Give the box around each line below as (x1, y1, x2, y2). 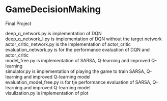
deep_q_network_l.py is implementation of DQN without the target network (5, 36, 162, 42)
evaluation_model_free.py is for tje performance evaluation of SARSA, (5, 79, 152, 85)
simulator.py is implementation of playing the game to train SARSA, (5, 68, 146, 74)
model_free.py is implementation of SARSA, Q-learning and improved (5, 57, 150, 63)
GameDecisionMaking (5, 4, 101, 15)
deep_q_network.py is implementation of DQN (5, 30, 102, 36)
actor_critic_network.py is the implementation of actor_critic (5, 41, 131, 47)
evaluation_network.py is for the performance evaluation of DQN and (5, 46, 150, 53)
